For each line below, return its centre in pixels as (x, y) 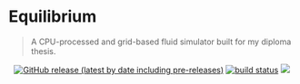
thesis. (43, 51)
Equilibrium (53, 17)
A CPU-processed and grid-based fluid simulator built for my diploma (161, 42)
